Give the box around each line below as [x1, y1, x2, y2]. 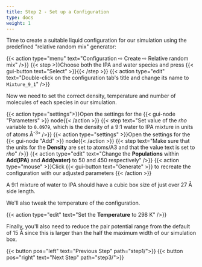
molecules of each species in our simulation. [6, 99, 117, 106]
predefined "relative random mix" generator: [6, 43, 116, 50]
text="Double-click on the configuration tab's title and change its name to [6, 74, 189, 82]
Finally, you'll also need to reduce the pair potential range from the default [6, 223, 191, 230]
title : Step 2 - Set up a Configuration [6, 8, 110, 15]
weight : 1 [6, 20, 31, 26]
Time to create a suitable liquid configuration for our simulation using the [6, 37, 187, 44]
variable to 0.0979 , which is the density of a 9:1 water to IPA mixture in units [6, 124, 194, 131]
